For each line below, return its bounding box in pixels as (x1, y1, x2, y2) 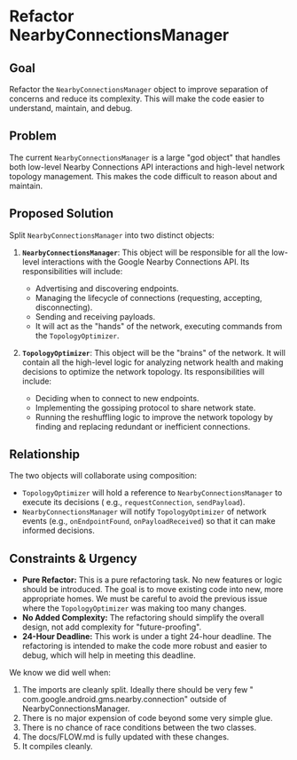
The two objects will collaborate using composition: (9, 471, 198, 481)
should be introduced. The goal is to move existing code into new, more (21, 584, 284, 595)
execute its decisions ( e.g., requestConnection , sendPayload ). (21, 497, 246, 508)
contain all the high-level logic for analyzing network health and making (21, 357, 284, 368)
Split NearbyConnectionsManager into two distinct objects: (9, 229, 215, 241)
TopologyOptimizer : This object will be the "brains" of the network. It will (21, 347, 286, 358)
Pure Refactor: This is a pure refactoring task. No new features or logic (21, 574, 283, 585)
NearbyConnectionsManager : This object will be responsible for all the (21, 247, 270, 257)
